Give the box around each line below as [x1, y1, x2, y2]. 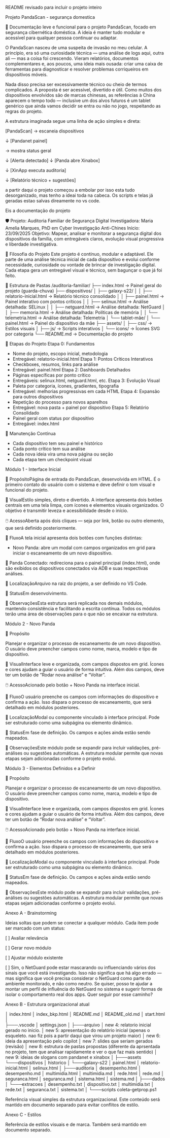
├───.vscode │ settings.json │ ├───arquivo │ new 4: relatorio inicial [5, 1022, 151, 1028]
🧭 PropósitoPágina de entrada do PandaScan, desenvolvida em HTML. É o [5, 476, 161, 482]
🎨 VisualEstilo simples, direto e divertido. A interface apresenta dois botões [5, 497, 162, 503]
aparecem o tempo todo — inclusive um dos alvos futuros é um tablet [5, 97, 151, 104]
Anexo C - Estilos [5, 1112, 42, 1118]
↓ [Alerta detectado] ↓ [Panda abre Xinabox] [5, 157, 100, 163]
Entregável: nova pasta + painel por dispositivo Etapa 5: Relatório [12, 404, 149, 410]
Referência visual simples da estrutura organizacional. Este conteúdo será [5, 1096, 160, 1102]
